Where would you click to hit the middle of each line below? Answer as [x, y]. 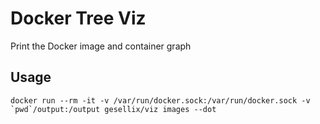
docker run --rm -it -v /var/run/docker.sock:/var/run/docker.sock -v [160, 100]
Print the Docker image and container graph [101, 46]
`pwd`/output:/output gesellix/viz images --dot [113, 109]
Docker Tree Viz [78, 18]
